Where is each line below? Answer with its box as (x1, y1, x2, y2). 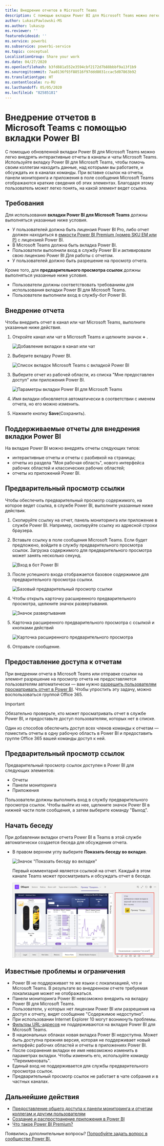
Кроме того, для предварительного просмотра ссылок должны (5, 267, 141, 273)
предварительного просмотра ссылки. (12, 576, 94, 583)
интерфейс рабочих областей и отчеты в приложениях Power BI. (12, 1042, 147, 1048)
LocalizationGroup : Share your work (5, 54, 80, 59)
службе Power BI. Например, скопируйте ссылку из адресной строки (12, 522, 158, 528)
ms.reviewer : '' (5, 28, 38, 34)
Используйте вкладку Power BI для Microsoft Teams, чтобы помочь (5, 159, 145, 165)
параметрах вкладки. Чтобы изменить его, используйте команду (12, 1053, 149, 1059)
